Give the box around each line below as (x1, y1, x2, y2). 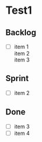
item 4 (14, 129, 30, 137)
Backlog (5, 27, 37, 38)
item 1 (14, 43, 29, 50)
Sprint (5, 73, 29, 84)
